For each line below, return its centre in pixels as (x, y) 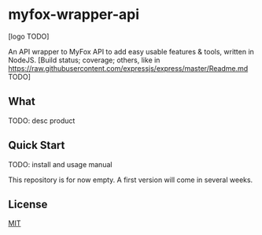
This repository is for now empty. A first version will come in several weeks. (131, 180)
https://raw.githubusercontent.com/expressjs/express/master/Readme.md (128, 68)
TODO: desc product (42, 121)
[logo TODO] (29, 36)
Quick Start (37, 145)
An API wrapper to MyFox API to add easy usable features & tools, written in (131, 51)
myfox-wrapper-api (74, 15)
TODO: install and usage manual (60, 164)
